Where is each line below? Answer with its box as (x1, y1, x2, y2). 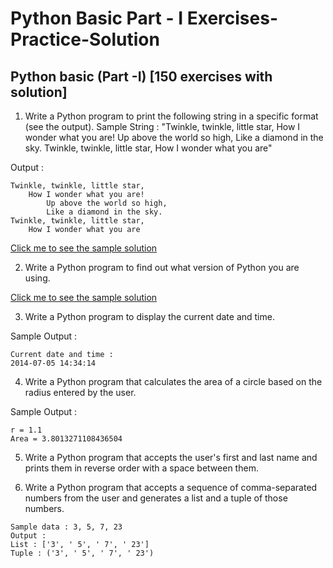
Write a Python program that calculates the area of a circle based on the (24, 376, 323, 387)
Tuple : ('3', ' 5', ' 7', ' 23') (10, 548, 155, 558)
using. (24, 272, 51, 284)
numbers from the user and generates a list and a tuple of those (24, 492, 288, 504)
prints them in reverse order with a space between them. (24, 462, 259, 474)
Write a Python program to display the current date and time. (24, 311, 275, 322)
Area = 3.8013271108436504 (10, 434, 123, 444)
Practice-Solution (10, 28, 160, 51)
